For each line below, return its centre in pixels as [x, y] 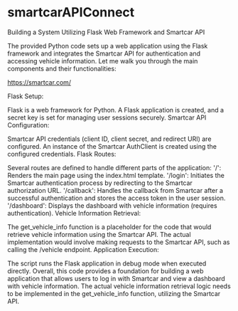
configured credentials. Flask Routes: [62, 154]
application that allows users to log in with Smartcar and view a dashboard [116, 278]
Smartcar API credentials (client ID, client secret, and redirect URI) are [109, 139]
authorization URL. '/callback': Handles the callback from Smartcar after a [115, 190]
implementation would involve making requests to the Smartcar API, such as [119, 242]
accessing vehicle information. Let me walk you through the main [103, 60]
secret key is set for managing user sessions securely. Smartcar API [107, 117]
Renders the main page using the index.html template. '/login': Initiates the [116, 175]
